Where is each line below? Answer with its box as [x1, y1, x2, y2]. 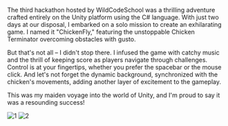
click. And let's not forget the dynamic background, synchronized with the [7, 70, 218, 78]
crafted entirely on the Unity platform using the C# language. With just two [7, 13, 219, 21]
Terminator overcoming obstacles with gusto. [7, 35, 136, 43]
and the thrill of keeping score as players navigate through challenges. [7, 56, 208, 64]
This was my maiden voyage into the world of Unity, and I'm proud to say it [7, 91, 220, 99]
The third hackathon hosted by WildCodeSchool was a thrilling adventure [7, 6, 216, 14]
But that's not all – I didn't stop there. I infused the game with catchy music [7, 48, 220, 56]
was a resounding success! [7, 98, 85, 106]
